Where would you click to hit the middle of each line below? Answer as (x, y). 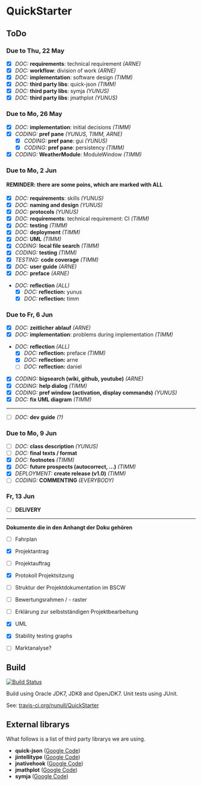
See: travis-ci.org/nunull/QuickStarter (53, 706)
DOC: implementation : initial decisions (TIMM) (73, 127)
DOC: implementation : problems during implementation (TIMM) (94, 335)
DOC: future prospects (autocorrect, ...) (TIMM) (75, 467)
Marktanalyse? (33, 648)
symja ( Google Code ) (42, 776)
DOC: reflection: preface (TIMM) (65, 353)
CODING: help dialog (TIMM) (51, 385)
